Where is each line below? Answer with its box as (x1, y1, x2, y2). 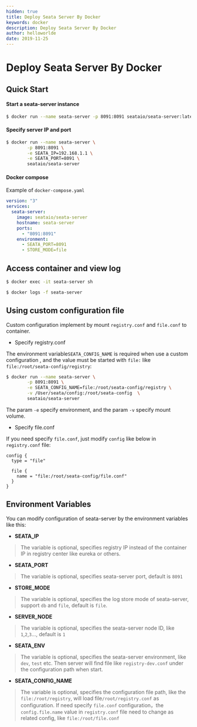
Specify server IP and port (6, 127, 72, 134)
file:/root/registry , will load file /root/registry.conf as (20, 695, 159, 702)
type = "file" (11, 458, 46, 463)
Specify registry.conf (14, 339, 66, 346)
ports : (16, 225, 33, 231)
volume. (6, 412, 26, 419)
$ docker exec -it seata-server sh (6, 279, 93, 285)
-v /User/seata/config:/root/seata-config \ (27, 390, 141, 396)
